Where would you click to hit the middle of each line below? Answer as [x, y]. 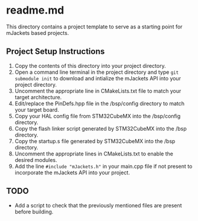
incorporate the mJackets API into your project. [72, 173]
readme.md [35, 10]
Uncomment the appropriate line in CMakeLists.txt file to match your [98, 91]
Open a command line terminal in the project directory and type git [97, 72]
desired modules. [36, 160]
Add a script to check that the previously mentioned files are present [98, 205]
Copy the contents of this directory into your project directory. [90, 66]
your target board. [37, 109]
